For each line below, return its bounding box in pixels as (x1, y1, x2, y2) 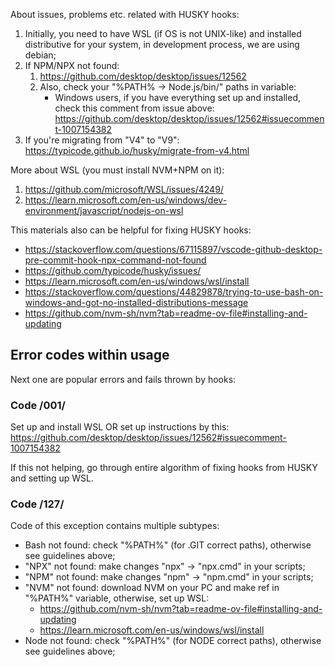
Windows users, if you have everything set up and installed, (54, 92, 302, 103)
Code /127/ (10, 497, 65, 511)
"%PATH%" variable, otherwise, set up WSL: (24, 592, 210, 604)
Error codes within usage (10, 347, 170, 364)
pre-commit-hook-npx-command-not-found (24, 254, 207, 266)
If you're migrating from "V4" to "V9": (24, 134, 180, 146)
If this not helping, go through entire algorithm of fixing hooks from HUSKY (10, 462, 318, 474)
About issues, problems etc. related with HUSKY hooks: (10, 9, 240, 20)
